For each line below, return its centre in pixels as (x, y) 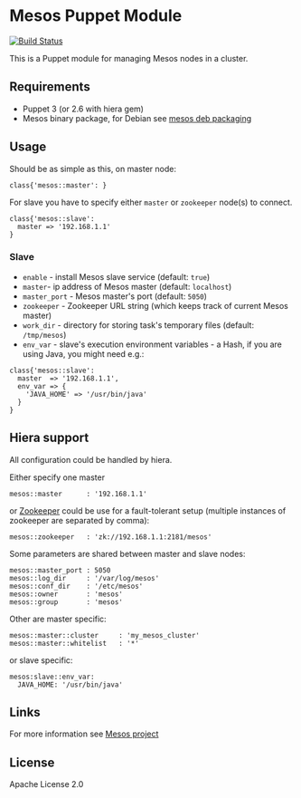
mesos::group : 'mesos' (66, 602)
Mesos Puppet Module (96, 16)
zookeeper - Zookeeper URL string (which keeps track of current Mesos (155, 305)
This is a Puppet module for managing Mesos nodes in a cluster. (129, 58)
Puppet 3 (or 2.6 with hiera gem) (83, 109)
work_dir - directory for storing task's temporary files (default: (138, 325)
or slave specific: (41, 660)
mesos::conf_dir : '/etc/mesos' (76, 586)
